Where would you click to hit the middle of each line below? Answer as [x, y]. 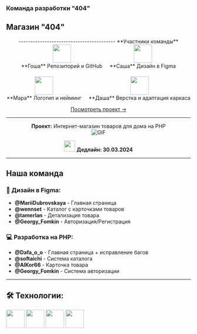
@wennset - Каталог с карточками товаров [69, 209]
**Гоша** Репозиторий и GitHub [62, 66]
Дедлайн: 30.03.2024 [105, 149]
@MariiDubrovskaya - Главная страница [65, 203]
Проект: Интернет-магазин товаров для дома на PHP [98, 126]
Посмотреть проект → [98, 109]
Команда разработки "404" [48, 8]
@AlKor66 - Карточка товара [51, 265]
